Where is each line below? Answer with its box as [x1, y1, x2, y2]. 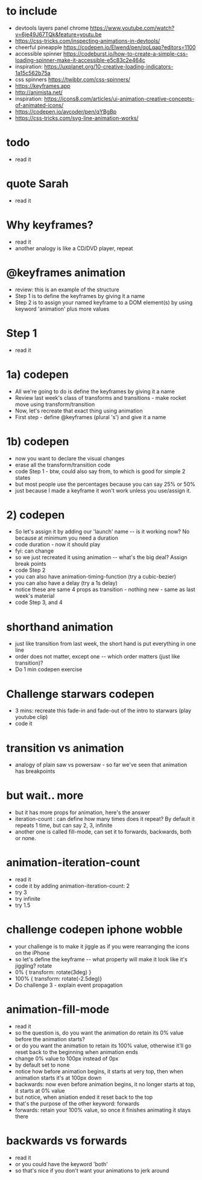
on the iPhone [14, 949, 50, 956]
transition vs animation [6, 741, 124, 755]
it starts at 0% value [14, 1087, 65, 1094]
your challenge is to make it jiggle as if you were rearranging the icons [14, 943, 190, 950]
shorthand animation [6, 620, 113, 634]
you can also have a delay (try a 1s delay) [14, 580, 118, 587]
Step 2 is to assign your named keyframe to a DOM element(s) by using [14, 299, 193, 306]
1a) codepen [6, 368, 69, 381]
